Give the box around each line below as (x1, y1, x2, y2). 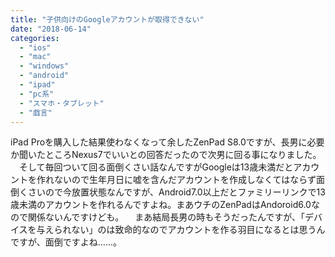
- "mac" (19, 52, 52, 62)
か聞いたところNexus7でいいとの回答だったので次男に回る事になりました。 (10, 149, 322, 161)
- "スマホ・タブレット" (19, 98, 105, 108)
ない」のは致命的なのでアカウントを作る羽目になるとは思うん (71, 224, 326, 236)
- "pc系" (19, 89, 55, 99)
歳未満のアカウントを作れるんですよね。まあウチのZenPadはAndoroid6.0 (10, 199, 312, 211)
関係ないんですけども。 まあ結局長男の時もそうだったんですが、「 (27, 211, 305, 223)
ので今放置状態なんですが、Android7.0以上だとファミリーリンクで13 (44, 186, 326, 198)
